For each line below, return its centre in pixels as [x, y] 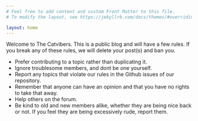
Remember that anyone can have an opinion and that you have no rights [102, 87]
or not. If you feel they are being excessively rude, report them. [91, 112]
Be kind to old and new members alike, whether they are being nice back [103, 106]
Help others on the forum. [46, 99]
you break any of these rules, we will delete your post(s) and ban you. [91, 51]
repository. [28, 80]
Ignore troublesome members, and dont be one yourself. [83, 68]
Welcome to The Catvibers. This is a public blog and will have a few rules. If [98, 44]
